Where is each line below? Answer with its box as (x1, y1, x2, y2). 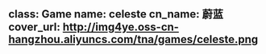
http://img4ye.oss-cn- (62, 21, 180, 34)
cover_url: (8, 21, 60, 34)
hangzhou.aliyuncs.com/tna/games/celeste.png (8, 33, 259, 46)
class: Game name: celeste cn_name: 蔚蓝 (8, 7, 224, 21)
